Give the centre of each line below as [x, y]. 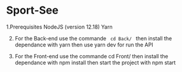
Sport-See [32, 10]
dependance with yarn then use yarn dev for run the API [84, 45]
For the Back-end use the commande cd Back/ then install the [93, 38]
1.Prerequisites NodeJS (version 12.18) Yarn [59, 27]
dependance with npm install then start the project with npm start [95, 62]
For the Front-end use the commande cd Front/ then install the [91, 56]
